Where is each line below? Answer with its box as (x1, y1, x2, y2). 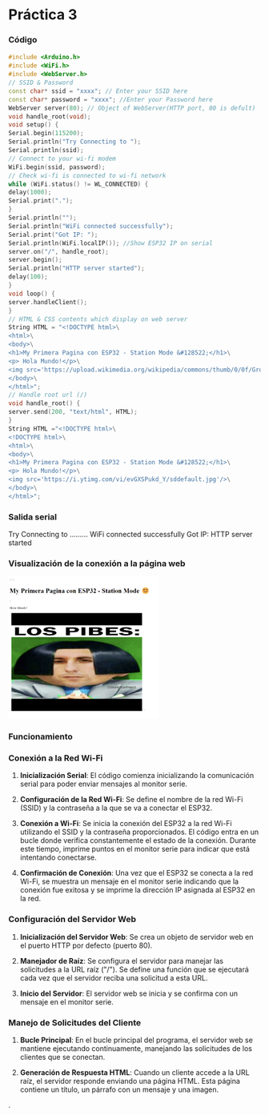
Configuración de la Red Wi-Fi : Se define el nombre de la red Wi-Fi (19, 795, 243, 804)
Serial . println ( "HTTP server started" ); (8, 264, 146, 273)
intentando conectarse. (19, 852, 98, 862)
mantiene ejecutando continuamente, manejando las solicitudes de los (19, 1043, 252, 1053)
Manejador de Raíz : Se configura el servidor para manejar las (19, 956, 224, 965)
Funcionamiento (8, 731, 74, 742)
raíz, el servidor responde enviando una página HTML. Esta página (19, 1076, 240, 1085)
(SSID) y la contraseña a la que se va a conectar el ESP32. (19, 803, 213, 813)
